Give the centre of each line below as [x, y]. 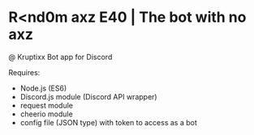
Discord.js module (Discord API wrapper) [88, 96]
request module [46, 105]
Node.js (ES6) [43, 88]
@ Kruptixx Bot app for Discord [60, 57]
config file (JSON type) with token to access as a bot [108, 122]
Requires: [24, 72]
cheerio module [46, 114]
